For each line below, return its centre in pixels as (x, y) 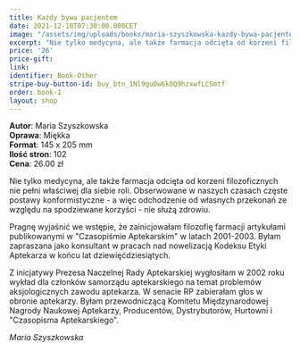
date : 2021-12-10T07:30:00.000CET (74, 26)
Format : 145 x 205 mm (51, 145)
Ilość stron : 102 (38, 155)
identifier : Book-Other (54, 76)
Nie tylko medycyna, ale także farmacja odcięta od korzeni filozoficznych (144, 181)
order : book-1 (36, 92)
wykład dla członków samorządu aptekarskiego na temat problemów (135, 282)
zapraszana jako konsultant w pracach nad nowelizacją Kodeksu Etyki (138, 246)
